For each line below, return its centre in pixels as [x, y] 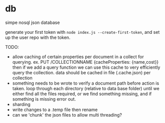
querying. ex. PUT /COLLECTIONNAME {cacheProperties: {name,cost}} [85, 62]
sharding [21, 104]
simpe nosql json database [33, 22]
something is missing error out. [44, 99]
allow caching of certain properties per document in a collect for [78, 57]
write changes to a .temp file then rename [55, 110]
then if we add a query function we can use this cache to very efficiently [86, 67]
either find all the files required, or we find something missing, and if [82, 94]
